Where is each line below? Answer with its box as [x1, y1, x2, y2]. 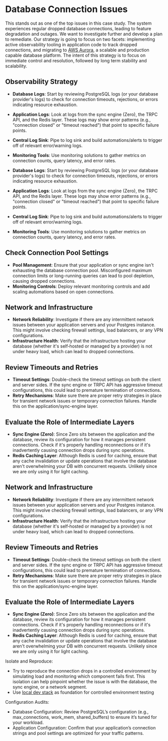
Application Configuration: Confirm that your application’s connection [12, 725, 156, 731]
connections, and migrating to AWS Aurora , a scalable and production [5, 47, 149, 53]
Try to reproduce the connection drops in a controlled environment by [12, 668, 157, 674]
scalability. [5, 63, 28, 69]
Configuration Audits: [5, 699, 49, 705]
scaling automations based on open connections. [12, 288, 114, 295]
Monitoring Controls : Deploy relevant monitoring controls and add [12, 283, 150, 289]
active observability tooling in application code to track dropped [5, 41, 137, 47]
